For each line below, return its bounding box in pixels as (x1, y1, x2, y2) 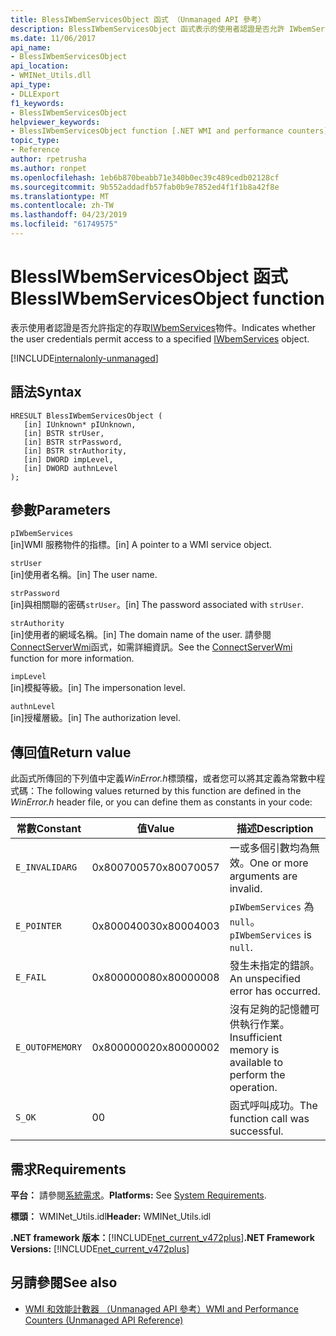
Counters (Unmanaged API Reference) (24, 1314, 184, 1326)
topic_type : (10, 136, 60, 146)
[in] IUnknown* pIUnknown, (23, 419, 137, 430)
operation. (229, 1081, 278, 1095)
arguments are (229, 869, 298, 883)
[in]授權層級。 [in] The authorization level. (10, 712, 181, 724)
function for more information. (10, 652, 135, 665)
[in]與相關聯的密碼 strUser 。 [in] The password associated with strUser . (10, 599, 304, 611)
